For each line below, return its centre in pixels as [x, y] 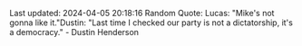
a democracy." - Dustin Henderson [74, 32]
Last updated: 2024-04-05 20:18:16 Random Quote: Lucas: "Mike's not [142, 13]
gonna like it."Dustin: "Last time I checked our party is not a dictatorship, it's [151, 23]
